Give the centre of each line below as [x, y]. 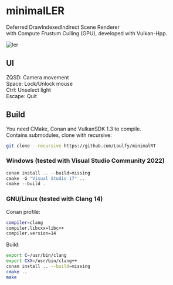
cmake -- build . [26, 184]
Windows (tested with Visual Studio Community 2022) [86, 161]
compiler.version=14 [31, 233]
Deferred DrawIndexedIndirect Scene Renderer [63, 27]
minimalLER [35, 11]
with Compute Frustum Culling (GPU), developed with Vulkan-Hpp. [87, 33]
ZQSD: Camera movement [38, 77]
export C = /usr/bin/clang [36, 256]
